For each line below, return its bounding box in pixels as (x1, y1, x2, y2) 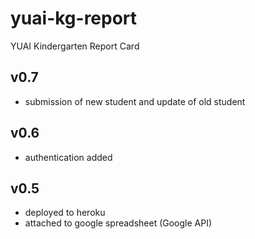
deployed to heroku (24, 207, 106, 219)
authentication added (24, 151, 113, 163)
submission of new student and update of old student (24, 95, 246, 107)
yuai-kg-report (10, 7, 138, 30)
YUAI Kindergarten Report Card (10, 40, 140, 52)
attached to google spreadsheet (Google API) (24, 217, 213, 229)
